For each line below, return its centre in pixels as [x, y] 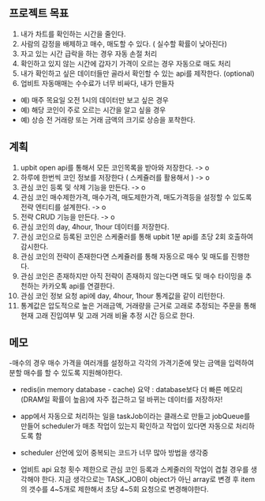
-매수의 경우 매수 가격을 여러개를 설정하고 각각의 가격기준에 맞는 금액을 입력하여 [132, 363]
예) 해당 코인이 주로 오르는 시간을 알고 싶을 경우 [93, 110]
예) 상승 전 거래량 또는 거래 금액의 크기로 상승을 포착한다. [108, 119]
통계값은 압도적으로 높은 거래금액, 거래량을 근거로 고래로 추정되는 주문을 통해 [138, 305]
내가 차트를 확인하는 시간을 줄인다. [73, 34]
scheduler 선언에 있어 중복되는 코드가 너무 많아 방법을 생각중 [114, 453]
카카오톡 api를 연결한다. [78, 286]
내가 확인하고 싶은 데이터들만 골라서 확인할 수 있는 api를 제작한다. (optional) [137, 73]
